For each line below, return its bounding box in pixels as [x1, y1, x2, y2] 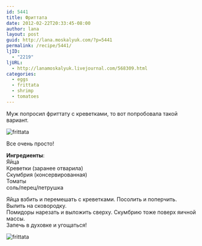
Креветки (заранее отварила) [6, 164, 84, 171]
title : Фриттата [6, 15, 47, 21]
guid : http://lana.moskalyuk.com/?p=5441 [6, 37, 113, 43]
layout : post [6, 32, 39, 38]
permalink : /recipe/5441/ [6, 43, 72, 49]
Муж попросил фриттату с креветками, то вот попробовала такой [6, 110, 178, 117]
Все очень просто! [6, 140, 55, 147]
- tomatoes [12, 93, 39, 99]
